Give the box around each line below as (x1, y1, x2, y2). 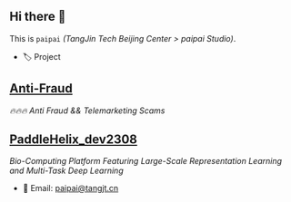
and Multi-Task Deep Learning (9, 165, 125, 177)
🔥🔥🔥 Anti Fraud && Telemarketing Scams (9, 105, 166, 116)
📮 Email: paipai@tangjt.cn (22, 183, 119, 194)
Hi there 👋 (9, 9, 66, 24)
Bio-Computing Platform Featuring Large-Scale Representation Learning (9, 156, 283, 167)
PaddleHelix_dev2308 (9, 132, 138, 148)
